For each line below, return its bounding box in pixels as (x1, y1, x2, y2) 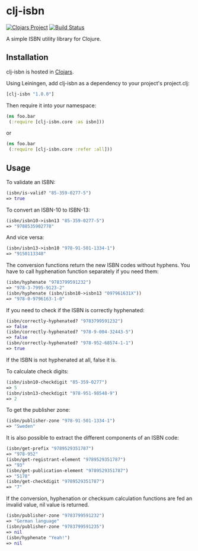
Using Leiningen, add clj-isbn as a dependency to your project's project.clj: (6, 79, 190, 87)
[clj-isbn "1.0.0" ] (6, 91, 55, 97)
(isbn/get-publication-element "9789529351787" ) (6, 467, 129, 473)
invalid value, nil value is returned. (6, 501, 90, 508)
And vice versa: (6, 234, 44, 241)
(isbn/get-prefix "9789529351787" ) (6, 446, 94, 451)
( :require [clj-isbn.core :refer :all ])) (8, 146, 113, 152)
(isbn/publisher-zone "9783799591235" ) (6, 523, 105, 530)
